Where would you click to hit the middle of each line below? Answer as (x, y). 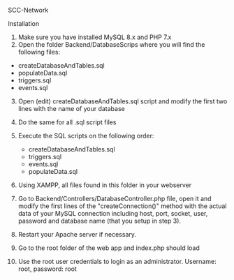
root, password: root (47, 269)
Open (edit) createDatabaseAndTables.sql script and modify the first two (123, 101)
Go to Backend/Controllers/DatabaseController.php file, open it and (115, 199)
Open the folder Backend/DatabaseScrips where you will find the (111, 44)
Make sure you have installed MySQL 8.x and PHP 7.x (95, 37)
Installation (24, 23)
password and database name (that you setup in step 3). (99, 221)
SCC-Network (28, 10)
